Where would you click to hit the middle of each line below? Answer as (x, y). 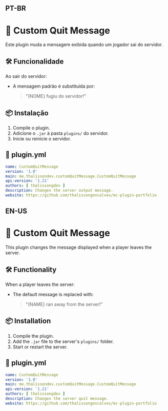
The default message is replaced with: (53, 295)
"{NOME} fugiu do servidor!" (56, 96)
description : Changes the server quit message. (57, 399)
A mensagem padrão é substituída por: (54, 86)
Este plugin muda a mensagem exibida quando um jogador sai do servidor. (84, 45)
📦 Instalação (27, 113)
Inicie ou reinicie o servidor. (42, 138)
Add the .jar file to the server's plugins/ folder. (63, 341)
